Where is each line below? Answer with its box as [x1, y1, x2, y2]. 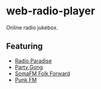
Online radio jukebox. [6, 24, 58, 31]
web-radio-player [6, 4, 96, 18]
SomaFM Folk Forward [14, 70, 70, 77]
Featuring [6, 41, 43, 51]
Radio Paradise [14, 57, 52, 64]
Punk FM [14, 76, 37, 83]
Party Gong [14, 63, 43, 70]
